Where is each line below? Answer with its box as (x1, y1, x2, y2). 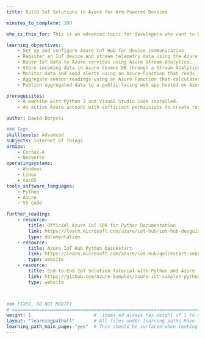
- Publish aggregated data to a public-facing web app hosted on (17, 82, 187, 88)
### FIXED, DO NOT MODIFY (6, 301, 72, 307)
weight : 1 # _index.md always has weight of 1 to (6, 312, 195, 318)
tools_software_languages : (6, 183, 75, 189)
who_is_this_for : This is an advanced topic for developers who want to (6, 31, 195, 37)
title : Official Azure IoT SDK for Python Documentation (28, 222, 176, 228)
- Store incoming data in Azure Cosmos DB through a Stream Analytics (17, 65, 201, 71)
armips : (6, 143, 26, 150)
